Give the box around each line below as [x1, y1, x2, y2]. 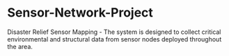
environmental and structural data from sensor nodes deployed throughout [7, 35, 222, 43]
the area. [7, 42, 33, 50]
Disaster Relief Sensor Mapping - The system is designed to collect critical [7, 28, 221, 36]
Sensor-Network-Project [7, 5, 153, 21]
